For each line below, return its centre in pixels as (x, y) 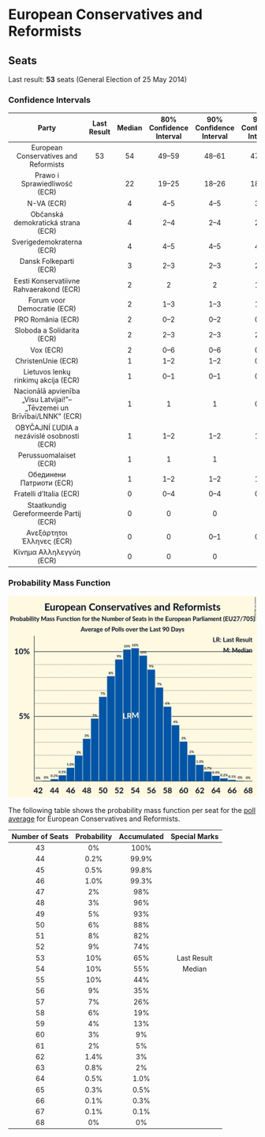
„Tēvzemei (42, 408)
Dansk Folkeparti (47, 262)
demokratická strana (47, 222)
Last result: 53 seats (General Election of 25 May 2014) (98, 79)
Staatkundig (47, 505)
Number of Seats (40, 836)
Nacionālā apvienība (47, 391)
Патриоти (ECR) (47, 483)
